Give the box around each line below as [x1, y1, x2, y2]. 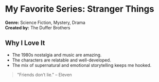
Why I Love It [5, 39, 45, 47]
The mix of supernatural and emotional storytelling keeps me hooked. [12, 62, 152, 68]
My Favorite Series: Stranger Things [5, 3, 155, 15]
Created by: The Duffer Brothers [5, 24, 71, 30]
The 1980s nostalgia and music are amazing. [12, 52, 102, 58]
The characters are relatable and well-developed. [12, 57, 111, 63]
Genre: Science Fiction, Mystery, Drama [5, 20, 86, 25]
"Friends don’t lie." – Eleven [17, 72, 72, 78]
